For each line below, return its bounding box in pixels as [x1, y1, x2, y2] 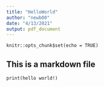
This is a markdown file [6, 59, 96, 69]
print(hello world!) [6, 75, 59, 82]
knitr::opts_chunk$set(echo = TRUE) [6, 43, 99, 49]
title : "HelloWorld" [6, 9, 59, 15]
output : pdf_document [6, 26, 61, 32]
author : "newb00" [6, 15, 50, 21]
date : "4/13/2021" [6, 20, 53, 26]
